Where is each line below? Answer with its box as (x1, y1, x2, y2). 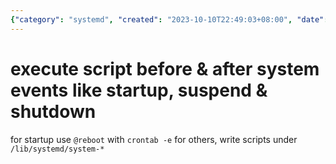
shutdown (10, 100, 97, 123)
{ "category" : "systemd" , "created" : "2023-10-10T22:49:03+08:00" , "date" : (10, 14, 329, 25)
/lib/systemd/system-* (10, 144, 105, 154)
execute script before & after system (10, 57, 320, 80)
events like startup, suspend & (10, 79, 268, 101)
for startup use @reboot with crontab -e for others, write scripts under (10, 133, 298, 145)
